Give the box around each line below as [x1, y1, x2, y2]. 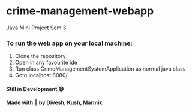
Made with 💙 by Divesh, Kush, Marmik [6, 99, 103, 106]
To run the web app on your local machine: [6, 39, 133, 47]
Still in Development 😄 [6, 85, 64, 92]
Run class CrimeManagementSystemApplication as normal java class [14, 65, 186, 72]
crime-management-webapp [6, 4, 154, 18]
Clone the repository [14, 53, 66, 60]
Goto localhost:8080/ [14, 72, 68, 79]
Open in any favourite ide [14, 59, 78, 66]
